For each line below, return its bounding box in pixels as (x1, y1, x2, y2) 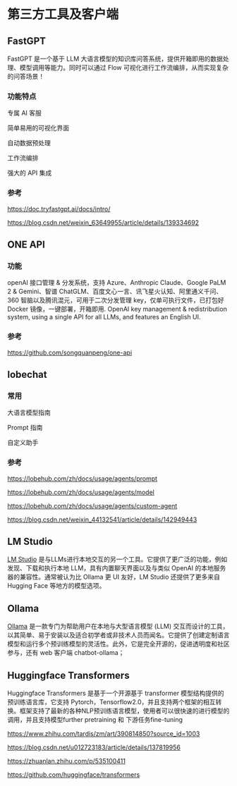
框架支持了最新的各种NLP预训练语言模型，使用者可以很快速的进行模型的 (19, 706, 230, 715)
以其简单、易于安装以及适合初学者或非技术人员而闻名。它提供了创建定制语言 (7, 631, 230, 639)
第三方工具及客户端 (7, 6, 119, 23)
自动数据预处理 (7, 139, 51, 147)
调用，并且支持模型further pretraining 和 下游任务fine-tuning (7, 716, 183, 723)
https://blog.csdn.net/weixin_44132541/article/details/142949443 (7, 515, 197, 524)
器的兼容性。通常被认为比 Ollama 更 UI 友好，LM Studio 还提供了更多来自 (7, 572, 221, 582)
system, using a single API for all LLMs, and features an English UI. (7, 313, 201, 321)
